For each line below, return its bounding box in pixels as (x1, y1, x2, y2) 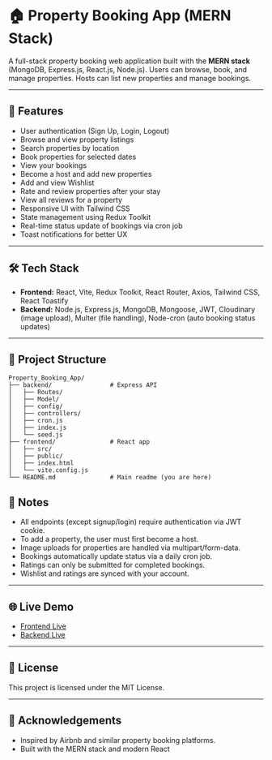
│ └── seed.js (8, 431, 63, 439)
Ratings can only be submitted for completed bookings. (19, 560, 206, 570)
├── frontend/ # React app (8, 438, 151, 446)
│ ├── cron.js (8, 417, 63, 425)
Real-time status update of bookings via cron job (19, 221, 184, 230)
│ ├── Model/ (8, 395, 60, 404)
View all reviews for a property (19, 195, 123, 204)
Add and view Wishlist (19, 178, 95, 187)
